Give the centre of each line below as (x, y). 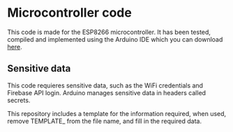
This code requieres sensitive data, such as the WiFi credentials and (105, 85)
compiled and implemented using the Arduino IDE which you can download (115, 39)
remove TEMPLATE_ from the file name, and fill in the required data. (105, 121)
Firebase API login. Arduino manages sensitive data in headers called (107, 92)
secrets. (19, 100)
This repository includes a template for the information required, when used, (117, 113)
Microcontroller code (70, 13)
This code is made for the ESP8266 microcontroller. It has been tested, (109, 32)
